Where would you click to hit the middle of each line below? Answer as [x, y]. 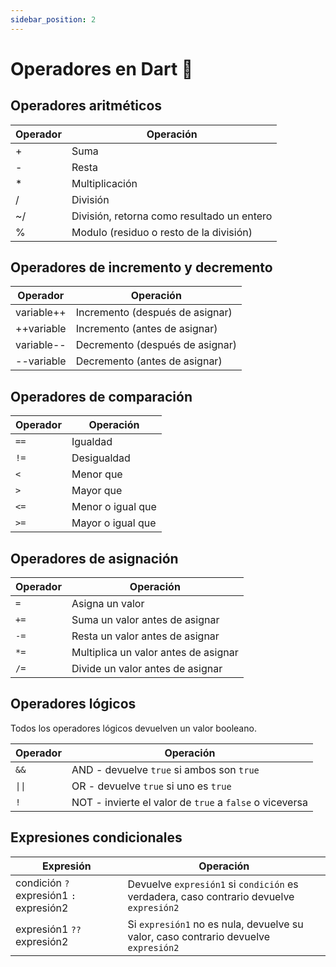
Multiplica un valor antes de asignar [155, 653]
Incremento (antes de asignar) [146, 329]
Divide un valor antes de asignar [147, 669]
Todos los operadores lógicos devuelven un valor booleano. [133, 728]
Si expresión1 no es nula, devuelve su [215, 924]
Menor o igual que [114, 507]
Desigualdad [101, 458]
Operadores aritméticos [86, 106]
